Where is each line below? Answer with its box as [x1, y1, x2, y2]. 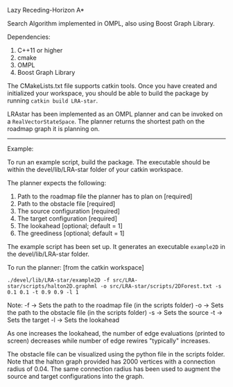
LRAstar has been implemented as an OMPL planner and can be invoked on [7, 110, 223, 118]
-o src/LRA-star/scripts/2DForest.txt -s [100, 283, 222, 290]
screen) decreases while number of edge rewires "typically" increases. [7, 336, 210, 345]
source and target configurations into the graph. [7, 372, 144, 380]
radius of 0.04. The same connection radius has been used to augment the [7, 365, 221, 373]
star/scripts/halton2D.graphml [7, 283, 98, 290]
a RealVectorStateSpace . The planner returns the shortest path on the [7, 117, 205, 126]
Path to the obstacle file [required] [17, 200, 116, 207]
